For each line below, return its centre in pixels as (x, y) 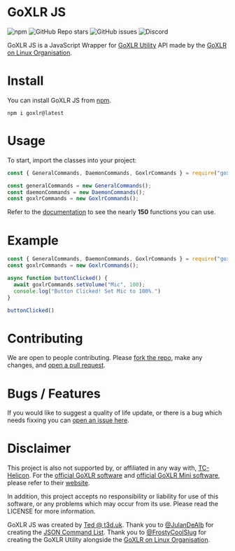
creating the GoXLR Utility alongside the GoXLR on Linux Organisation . (109, 540)
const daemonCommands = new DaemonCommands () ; (76, 192)
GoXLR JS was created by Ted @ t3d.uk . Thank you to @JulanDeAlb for (111, 525)
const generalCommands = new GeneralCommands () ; (79, 186)
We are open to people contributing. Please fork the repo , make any (105, 358)
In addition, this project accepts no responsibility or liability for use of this (113, 496)
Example (33, 240)
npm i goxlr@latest (36, 113)
